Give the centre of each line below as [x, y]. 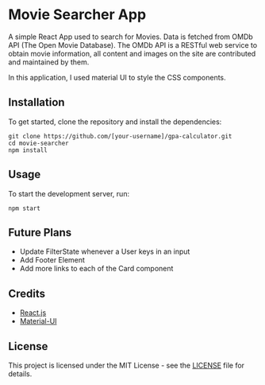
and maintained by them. [49, 62]
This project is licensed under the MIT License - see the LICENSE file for [126, 365]
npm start [25, 208]
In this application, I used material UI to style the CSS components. [117, 77]
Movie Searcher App [77, 15]
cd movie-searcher [38, 143]
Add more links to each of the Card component [96, 269]
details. [20, 374]
